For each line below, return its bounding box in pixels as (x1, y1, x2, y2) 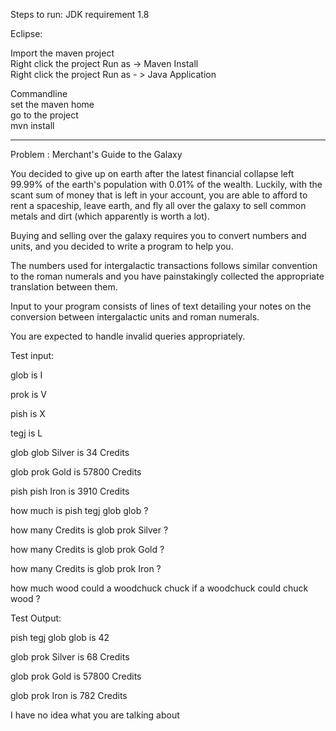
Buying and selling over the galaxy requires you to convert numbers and (10, 230, 307, 241)
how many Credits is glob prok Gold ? (10, 544, 165, 555)
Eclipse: (10, 28, 43, 39)
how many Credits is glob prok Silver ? (10, 524, 169, 536)
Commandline (10, 88, 68, 99)
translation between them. (10, 281, 118, 293)
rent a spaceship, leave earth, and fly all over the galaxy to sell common (10, 200, 307, 211)
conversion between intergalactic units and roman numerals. (10, 311, 260, 323)
